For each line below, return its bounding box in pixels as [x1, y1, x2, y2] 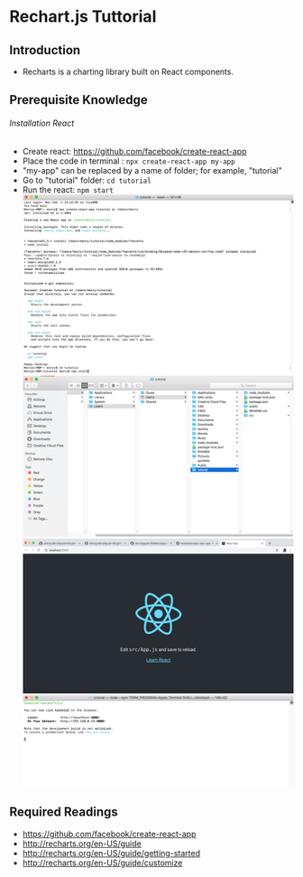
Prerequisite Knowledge [9, 92, 148, 108]
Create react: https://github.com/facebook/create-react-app [22, 146, 247, 156]
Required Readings [9, 805, 119, 820]
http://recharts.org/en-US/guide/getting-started [22, 847, 201, 858]
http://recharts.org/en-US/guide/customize [22, 857, 183, 868]
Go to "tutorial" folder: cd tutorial [22, 174, 151, 185]
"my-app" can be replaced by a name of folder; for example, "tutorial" [22, 165, 282, 175]
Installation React [9, 118, 75, 128]
